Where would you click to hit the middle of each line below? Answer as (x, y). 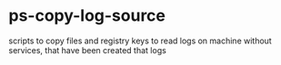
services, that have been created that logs (88, 50)
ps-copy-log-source (87, 16)
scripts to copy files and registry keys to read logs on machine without (140, 41)
